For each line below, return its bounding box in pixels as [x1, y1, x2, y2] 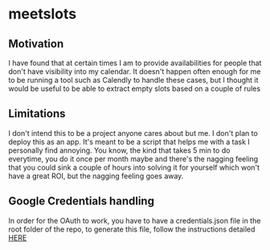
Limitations [8, 107, 66, 121]
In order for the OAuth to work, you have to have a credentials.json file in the [8, 215, 261, 225]
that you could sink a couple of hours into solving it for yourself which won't [8, 162, 260, 172]
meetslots [8, 5, 77, 23]
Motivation [8, 37, 64, 51]
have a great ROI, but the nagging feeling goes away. [8, 170, 184, 181]
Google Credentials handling [8, 195, 155, 208]
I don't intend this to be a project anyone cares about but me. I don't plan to [8, 128, 259, 137]
